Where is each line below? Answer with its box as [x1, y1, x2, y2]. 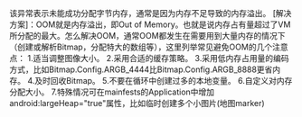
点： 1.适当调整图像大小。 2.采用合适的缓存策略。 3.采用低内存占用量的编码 [9, 53, 289, 63]
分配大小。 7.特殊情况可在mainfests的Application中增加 [9, 86, 215, 97]
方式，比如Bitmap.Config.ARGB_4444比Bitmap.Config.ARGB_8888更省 [9, 64, 273, 75]
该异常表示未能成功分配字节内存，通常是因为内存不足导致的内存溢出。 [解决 [9, 8, 292, 18]
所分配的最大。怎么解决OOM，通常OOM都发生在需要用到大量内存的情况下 [9, 31, 287, 40]
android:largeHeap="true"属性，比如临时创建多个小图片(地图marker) [9, 98, 265, 108]
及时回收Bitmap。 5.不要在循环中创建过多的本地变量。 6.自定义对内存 [34, 76, 293, 85]
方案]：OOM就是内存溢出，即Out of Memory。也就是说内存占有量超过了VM [9, 19, 291, 30]
